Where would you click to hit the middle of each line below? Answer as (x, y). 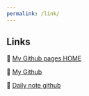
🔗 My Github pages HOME (44, 58)
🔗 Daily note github (34, 86)
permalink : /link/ (33, 14)
